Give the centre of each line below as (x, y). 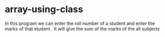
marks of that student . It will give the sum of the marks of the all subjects (82, 28)
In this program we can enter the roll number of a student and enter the (80, 23)
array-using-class (44, 9)
